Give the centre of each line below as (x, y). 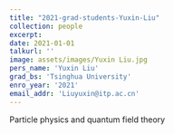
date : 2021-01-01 (42, 43)
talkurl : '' (32, 52)
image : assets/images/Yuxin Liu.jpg (78, 60)
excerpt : (26, 34)
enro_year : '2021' (44, 85)
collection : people (46, 26)
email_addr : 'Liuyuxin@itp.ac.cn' (75, 93)
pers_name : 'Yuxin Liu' (54, 69)
